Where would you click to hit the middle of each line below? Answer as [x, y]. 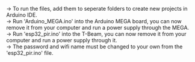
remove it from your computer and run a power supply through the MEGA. [98, 27]
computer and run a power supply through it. [62, 40]
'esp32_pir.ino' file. [30, 53]
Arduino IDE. [22, 15]
